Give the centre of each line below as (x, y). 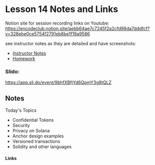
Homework (24, 58)
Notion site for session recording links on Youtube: (57, 23)
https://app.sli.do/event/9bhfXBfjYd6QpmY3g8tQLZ (58, 82)
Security (21, 125)
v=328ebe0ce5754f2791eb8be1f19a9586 (47, 34)
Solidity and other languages (42, 147)
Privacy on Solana (31, 131)
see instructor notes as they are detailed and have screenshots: (71, 43)
